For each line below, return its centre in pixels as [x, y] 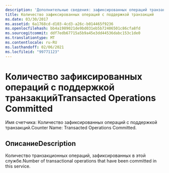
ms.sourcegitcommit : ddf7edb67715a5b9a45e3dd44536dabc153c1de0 [73, 33]
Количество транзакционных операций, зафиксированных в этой [75, 155]
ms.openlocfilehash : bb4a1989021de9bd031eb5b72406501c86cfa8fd [73, 29]
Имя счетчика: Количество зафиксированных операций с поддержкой [81, 122]
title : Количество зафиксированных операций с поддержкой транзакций [80, 15]
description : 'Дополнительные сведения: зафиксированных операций [76, 10]
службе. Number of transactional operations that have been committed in [81, 161]
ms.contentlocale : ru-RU [31, 43]
